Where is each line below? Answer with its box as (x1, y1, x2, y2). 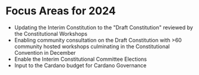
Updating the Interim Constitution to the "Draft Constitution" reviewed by (14, 24, 194, 31)
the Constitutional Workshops (14, 30, 88, 37)
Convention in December (14, 49, 76, 56)
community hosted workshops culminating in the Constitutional (14, 43, 170, 50)
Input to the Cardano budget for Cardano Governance (14, 61, 147, 69)
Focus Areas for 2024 (5, 4, 116, 18)
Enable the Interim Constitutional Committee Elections (14, 55, 147, 62)
